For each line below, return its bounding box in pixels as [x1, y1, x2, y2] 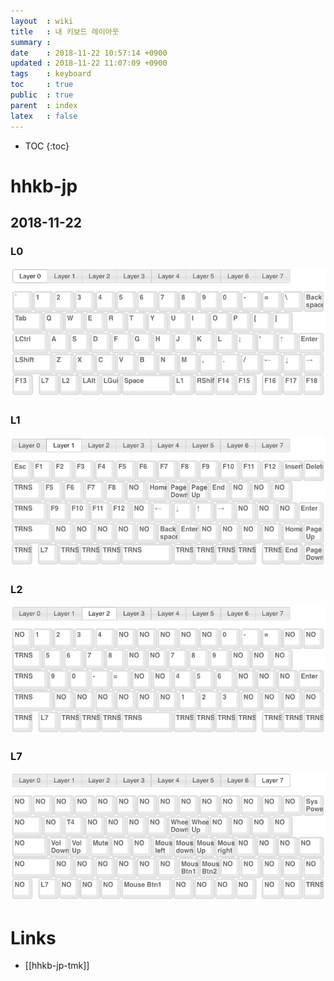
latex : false [10, 111, 78, 121]
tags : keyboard [10, 69, 92, 79]
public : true [10, 90, 74, 100]
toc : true [10, 80, 74, 90]
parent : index [10, 100, 78, 110]
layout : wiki [10, 16, 74, 26]
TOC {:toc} [24, 140, 70, 152]
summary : [10, 37, 52, 47]
